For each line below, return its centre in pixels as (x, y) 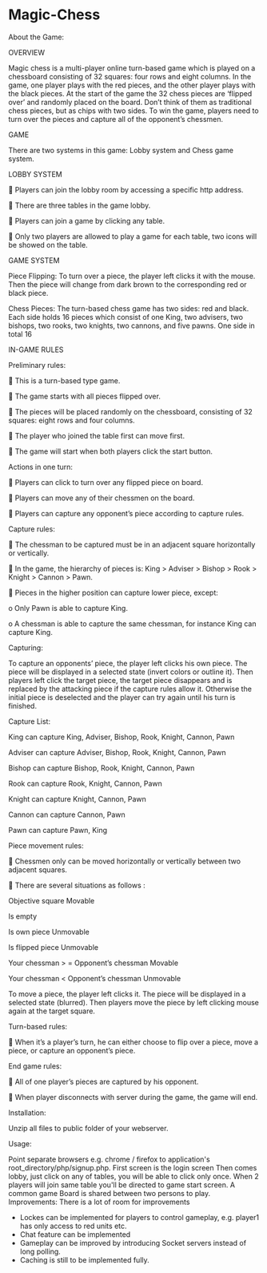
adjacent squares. (38, 869)
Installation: (27, 1113)
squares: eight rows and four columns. (72, 420)
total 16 (20, 333)
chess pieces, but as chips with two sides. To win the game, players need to (133, 111)
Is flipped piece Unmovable (53, 947)
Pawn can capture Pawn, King (58, 830)
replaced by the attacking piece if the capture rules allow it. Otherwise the (130, 689)
